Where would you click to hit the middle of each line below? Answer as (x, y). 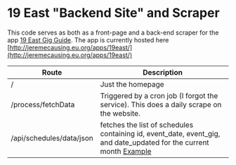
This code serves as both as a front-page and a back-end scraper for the (113, 32)
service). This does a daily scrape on (161, 104)
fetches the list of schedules (147, 125)
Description (163, 72)
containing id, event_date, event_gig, (160, 133)
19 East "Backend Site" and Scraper (113, 13)
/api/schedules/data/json (52, 137)
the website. (120, 113)
